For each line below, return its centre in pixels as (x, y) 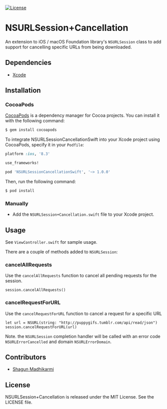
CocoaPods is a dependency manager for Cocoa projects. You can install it (82, 115)
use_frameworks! (22, 163)
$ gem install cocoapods (31, 130)
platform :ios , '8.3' (28, 154)
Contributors (26, 357)
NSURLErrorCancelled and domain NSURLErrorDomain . (58, 342)
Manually (17, 203)
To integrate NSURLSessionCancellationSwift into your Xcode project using (82, 139)
